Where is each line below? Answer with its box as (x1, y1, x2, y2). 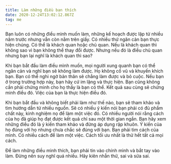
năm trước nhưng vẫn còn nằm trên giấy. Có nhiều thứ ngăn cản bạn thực (5, 36, 160, 42)
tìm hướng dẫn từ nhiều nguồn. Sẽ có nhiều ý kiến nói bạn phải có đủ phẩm (5, 105, 163, 111)
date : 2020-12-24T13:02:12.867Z (5, 12, 74, 17)
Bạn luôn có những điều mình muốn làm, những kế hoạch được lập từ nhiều (5, 31, 163, 37)
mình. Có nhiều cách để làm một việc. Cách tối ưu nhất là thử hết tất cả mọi (5, 132, 163, 138)
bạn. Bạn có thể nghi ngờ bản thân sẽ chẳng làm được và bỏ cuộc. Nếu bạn (5, 74, 164, 80)
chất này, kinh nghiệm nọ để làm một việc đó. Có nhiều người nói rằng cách (5, 110, 164, 116)
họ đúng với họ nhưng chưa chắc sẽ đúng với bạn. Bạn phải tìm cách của (5, 127, 159, 133)
